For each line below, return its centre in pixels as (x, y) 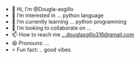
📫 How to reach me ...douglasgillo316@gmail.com (73, 35)
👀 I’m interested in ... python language (58, 15)
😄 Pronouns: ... (31, 43)
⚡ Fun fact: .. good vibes (41, 50)
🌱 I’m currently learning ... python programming (69, 22)
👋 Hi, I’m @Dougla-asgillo (42, 9)
